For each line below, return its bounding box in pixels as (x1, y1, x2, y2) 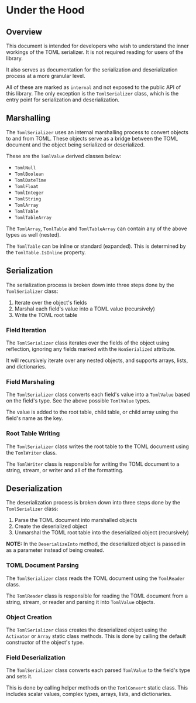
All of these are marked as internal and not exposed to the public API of (6, 84, 181, 91)
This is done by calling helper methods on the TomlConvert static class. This (6, 684, 188, 691)
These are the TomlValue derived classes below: (6, 152, 122, 159)
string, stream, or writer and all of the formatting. (6, 466, 124, 473)
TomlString (14, 196, 42, 202)
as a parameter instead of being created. (6, 547, 104, 554)
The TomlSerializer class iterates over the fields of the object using (6, 339, 170, 346)
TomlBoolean (14, 171, 44, 177)
